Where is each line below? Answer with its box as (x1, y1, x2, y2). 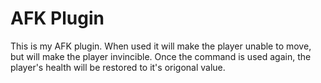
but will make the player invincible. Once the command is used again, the (10, 50, 312, 62)
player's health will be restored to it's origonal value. (10, 61, 226, 73)
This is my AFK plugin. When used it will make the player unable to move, (10, 40, 312, 52)
